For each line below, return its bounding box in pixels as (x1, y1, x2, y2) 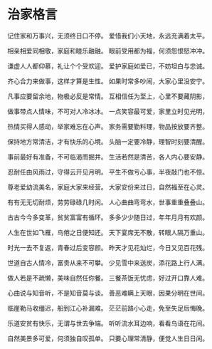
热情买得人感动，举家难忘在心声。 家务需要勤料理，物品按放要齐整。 (7, 122, 208, 130)
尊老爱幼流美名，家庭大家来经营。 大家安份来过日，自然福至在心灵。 (7, 182, 208, 191)
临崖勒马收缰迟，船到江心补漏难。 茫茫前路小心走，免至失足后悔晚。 (7, 303, 208, 312)
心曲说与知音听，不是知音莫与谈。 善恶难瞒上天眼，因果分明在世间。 (7, 288, 208, 297)
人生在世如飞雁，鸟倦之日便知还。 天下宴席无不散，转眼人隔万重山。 (7, 228, 208, 236)
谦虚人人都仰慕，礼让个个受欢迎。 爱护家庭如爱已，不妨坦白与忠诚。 (7, 61, 208, 70)
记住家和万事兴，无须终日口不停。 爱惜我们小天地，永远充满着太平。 (7, 31, 208, 40)
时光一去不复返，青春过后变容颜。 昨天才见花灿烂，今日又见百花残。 (7, 243, 208, 251)
